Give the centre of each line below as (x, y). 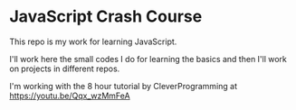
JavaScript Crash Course (106, 17)
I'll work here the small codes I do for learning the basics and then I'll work (148, 59)
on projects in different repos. (65, 69)
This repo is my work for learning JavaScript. (93, 41)
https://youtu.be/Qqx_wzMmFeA (70, 96)
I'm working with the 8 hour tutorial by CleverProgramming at (124, 86)
